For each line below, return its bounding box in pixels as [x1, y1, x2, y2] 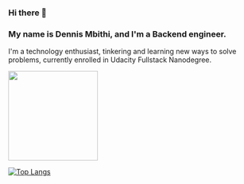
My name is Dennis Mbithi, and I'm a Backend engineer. [8, 28, 227, 39]
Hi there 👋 [8, 7, 48, 18]
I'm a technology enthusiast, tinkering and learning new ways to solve [8, 47, 237, 57]
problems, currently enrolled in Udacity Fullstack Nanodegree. [8, 55, 212, 65]
